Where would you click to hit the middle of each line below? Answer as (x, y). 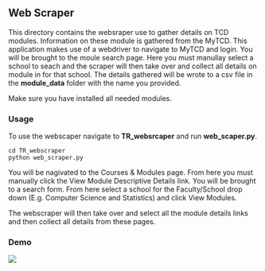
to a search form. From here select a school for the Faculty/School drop (125, 189)
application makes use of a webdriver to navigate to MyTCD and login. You (131, 49)
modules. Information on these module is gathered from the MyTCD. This (128, 41)
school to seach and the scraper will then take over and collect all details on (132, 66)
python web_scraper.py (46, 158)
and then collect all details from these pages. (82, 222)
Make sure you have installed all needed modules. (90, 98)
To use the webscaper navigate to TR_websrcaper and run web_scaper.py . (132, 136)
